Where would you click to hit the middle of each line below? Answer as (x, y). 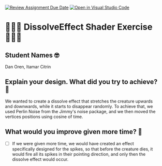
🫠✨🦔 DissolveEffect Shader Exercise (79, 27)
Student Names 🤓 (32, 55)
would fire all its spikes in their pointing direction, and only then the (79, 154)
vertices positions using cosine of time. (44, 117)
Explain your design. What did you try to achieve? (81, 82)
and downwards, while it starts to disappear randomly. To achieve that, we (79, 106)
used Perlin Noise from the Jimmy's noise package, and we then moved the (80, 111)
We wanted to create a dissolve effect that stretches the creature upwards (79, 101)
